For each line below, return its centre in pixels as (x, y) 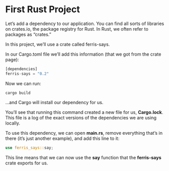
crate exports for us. (27, 163)
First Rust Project (43, 9)
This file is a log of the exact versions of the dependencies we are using (81, 117)
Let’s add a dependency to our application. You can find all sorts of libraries (85, 23)
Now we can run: (23, 83)
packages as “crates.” (28, 34)
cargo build (18, 93)
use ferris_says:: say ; (29, 148)
